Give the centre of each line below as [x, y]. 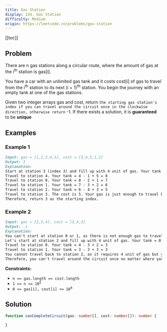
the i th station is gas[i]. [28, 71]
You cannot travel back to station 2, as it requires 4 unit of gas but [82, 254]
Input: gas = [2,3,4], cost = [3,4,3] [45, 222]
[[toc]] [12, 38]
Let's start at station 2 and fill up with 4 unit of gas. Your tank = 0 [83, 240]
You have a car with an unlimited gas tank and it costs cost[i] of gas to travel [83, 81]
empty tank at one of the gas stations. [44, 93]
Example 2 [18, 212]
